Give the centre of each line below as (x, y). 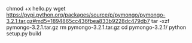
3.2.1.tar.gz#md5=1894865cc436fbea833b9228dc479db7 (78, 21)
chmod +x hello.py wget (36, 9)
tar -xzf (161, 21)
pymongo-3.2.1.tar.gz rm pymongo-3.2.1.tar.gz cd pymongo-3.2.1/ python (96, 27)
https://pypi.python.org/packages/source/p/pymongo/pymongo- (86, 15)
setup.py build (24, 34)
